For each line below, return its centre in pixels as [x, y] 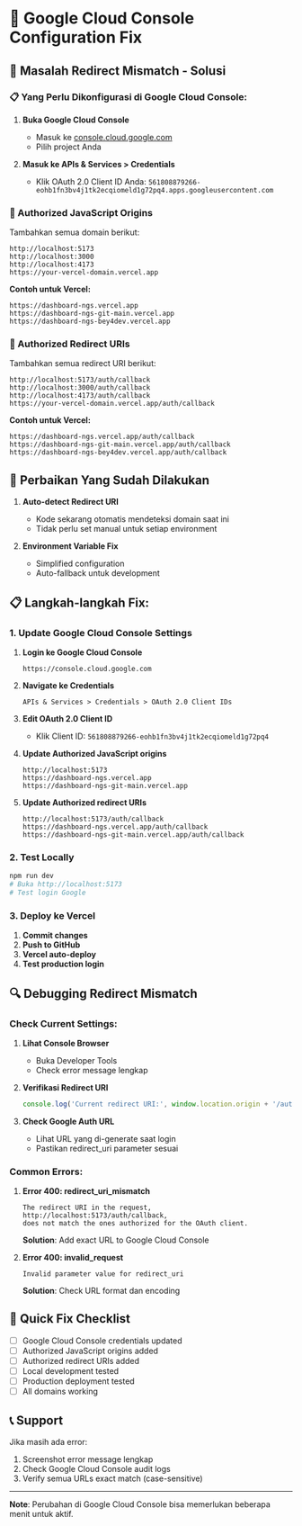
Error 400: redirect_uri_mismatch [86, 1191]
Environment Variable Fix [70, 546]
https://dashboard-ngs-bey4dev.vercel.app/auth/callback [118, 453]
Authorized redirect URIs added [81, 1360]
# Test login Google [48, 893]
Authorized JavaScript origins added [90, 1351]
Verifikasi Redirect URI [65, 1087]
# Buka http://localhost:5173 [66, 884]
